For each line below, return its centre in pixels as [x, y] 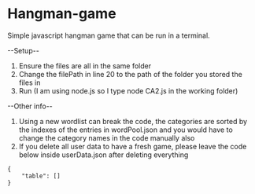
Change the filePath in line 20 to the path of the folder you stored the [131, 74]
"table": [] [41, 176]
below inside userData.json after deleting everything [103, 155]
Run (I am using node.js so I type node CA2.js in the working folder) [128, 90]
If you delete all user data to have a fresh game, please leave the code [133, 146]
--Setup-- [24, 50]
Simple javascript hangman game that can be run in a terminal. [109, 35]
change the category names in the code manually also [107, 137]
